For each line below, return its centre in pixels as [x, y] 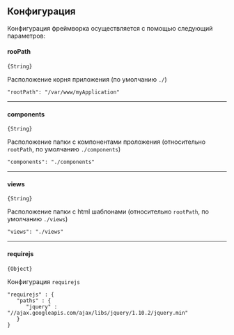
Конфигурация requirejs [44, 281]
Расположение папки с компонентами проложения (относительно [107, 142]
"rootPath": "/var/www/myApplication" [63, 92]
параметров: [26, 36]
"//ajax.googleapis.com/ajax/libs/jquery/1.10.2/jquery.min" [98, 313]
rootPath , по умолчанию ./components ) [64, 149]
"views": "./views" [36, 232]
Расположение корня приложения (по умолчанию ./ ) [87, 80]
